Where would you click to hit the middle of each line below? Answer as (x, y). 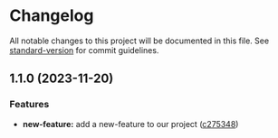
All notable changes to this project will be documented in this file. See (139, 41)
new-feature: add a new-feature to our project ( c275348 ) (130, 124)
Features (29, 105)
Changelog (52, 16)
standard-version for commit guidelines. (84, 50)
